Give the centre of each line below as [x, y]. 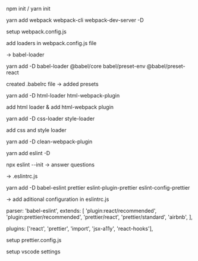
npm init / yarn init [28, 9]
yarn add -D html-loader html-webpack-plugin [63, 95]
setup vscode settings [33, 251]
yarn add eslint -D [28, 153]
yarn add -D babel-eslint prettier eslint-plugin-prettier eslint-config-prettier [98, 188]
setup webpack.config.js [36, 32]
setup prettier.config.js [34, 240]
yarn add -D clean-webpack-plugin [49, 141]
